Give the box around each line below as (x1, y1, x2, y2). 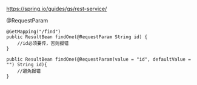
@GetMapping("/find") (6, 29, 61, 35)
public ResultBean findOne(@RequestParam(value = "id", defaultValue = (6, 56, 191, 63)
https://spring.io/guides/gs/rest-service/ (6, 5, 107, 12)
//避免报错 (17, 68, 41, 74)
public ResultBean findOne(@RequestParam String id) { (6, 34, 148, 40)
